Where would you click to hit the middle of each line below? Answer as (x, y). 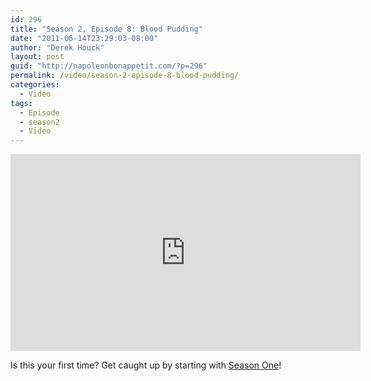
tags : (21, 103)
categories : (35, 85)
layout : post (37, 57)
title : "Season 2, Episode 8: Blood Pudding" (106, 29)
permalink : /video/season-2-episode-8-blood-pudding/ (125, 76)
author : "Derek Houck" (57, 47)
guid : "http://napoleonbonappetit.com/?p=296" (109, 66)
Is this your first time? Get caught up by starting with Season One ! (146, 365)
